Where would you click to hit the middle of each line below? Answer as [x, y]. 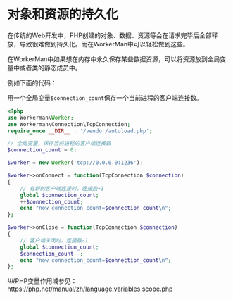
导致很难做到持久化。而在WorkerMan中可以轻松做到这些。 [104, 44]
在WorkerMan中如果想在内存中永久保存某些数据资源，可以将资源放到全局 [114, 59]
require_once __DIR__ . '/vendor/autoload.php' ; [80, 131]
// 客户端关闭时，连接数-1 [54, 240]
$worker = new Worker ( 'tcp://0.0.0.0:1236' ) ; [75, 163]
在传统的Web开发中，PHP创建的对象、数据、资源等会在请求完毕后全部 [110, 35]
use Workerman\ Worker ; [40, 118]
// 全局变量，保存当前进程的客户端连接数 [59, 144]
